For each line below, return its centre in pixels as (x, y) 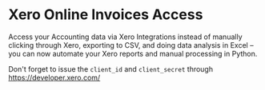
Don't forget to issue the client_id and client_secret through (111, 68)
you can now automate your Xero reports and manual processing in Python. (133, 53)
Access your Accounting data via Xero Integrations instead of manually (125, 37)
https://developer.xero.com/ (54, 77)
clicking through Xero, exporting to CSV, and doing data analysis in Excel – (131, 45)
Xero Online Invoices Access (106, 15)
